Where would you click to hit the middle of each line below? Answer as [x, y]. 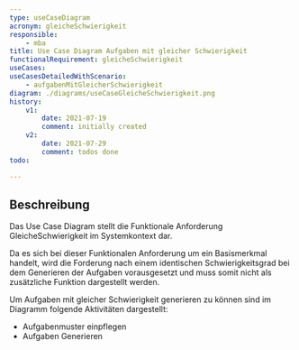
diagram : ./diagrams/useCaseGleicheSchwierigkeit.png [113, 93]
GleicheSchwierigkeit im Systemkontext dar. [91, 236]
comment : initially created [94, 127]
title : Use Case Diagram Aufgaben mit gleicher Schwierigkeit [128, 51]
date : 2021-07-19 [74, 118]
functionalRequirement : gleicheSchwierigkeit [96, 60]
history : [26, 101]
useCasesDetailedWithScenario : [68, 77]
